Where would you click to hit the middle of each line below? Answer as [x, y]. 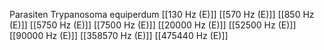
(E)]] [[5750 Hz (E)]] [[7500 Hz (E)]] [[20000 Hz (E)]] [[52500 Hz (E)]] [153, 25]
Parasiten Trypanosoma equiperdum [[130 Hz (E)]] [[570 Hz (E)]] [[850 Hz [162, 14]
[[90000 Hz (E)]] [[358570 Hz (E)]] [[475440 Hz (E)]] [119, 35]
